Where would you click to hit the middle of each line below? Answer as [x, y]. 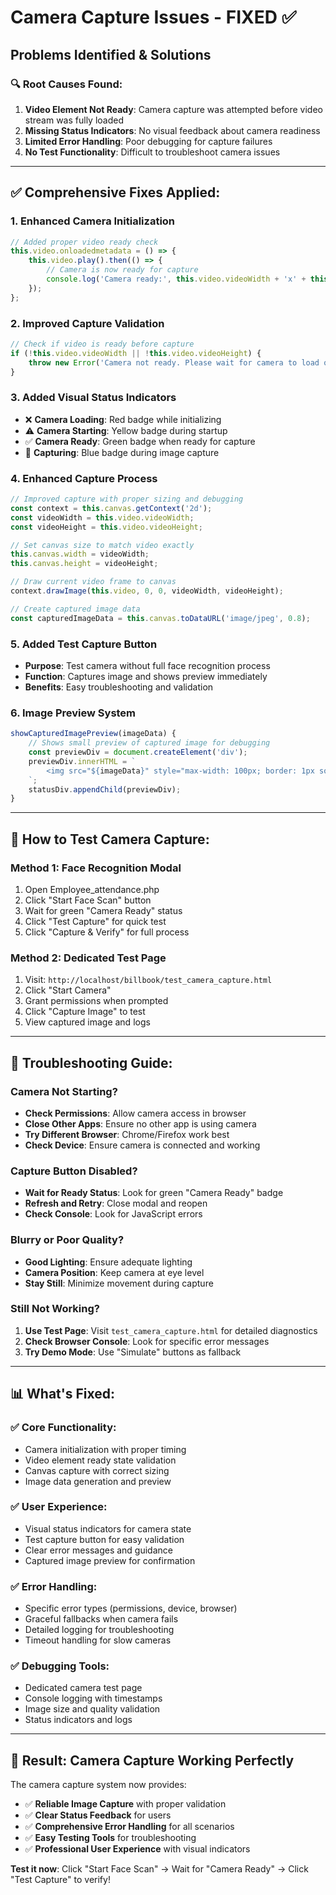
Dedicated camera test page [83, 1688]
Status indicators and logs [78, 1720]
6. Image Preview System [73, 713]
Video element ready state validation [100, 1460]
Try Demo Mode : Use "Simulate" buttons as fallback [133, 1352]
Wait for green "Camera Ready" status [103, 910]
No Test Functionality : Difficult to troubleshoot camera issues [152, 152]
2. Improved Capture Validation [87, 323]
